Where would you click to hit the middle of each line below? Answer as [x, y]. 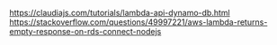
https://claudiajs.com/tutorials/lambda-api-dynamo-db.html [120, 13]
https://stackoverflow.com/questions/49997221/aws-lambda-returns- [138, 22]
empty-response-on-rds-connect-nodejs [85, 31]
